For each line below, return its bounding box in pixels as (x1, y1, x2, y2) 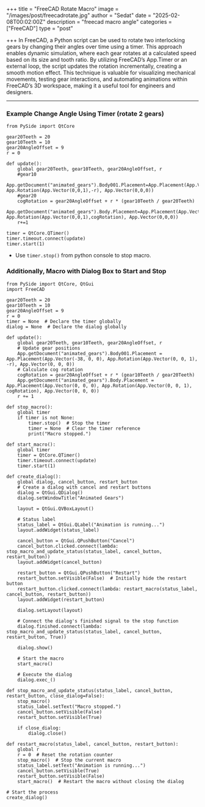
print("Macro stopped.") (28, 430, 92, 437)
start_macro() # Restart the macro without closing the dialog (17, 778, 184, 784)
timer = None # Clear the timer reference (28, 425, 140, 432)
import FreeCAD (6, 286, 45, 292)
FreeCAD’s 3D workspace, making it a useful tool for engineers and (6, 82, 175, 89)
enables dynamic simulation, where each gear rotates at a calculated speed (6, 50, 196, 57)
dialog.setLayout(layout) (17, 607, 84, 613)
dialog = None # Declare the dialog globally (6, 323, 127, 330)
